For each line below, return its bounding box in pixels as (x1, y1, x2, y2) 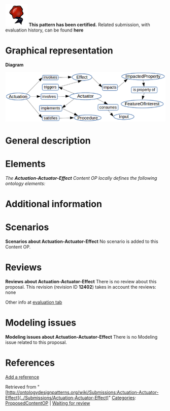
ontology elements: (5, 180, 46, 186)
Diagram (5, 62, 24, 68)
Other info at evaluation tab (5, 299, 62, 306)
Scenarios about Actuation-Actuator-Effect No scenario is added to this (5, 238, 158, 244)
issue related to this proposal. (5, 339, 67, 345)
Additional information (5, 198, 103, 210)
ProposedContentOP (5, 400, 49, 406)
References (5, 357, 55, 369)
